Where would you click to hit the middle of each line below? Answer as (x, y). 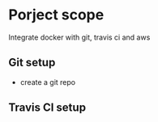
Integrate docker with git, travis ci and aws (79, 37)
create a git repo (47, 82)
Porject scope (56, 15)
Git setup (32, 63)
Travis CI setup (47, 108)
